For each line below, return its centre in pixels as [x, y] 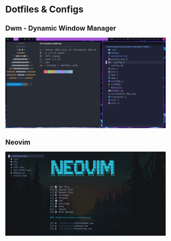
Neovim [18, 142]
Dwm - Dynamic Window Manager [61, 28]
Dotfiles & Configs [45, 9]
